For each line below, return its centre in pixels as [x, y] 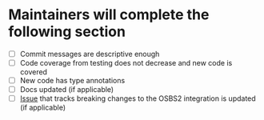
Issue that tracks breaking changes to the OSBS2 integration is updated [138, 98]
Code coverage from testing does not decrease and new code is [126, 63]
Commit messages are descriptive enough [90, 54]
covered [34, 72]
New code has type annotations [72, 81]
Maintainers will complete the [109, 15]
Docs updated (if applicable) [67, 90]
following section [67, 32]
